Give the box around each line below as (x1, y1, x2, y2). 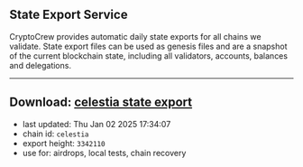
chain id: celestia (22, 128, 89, 139)
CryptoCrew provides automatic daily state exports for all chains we (9, 31, 262, 42)
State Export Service (9, 7, 128, 23)
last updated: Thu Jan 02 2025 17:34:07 (22, 118, 171, 129)
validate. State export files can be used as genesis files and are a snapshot (9, 41, 288, 51)
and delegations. (9, 60, 72, 70)
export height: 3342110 (22, 137, 106, 148)
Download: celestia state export (9, 95, 193, 110)
